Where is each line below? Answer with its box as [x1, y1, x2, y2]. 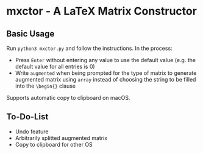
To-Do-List [6, 111, 49, 122]
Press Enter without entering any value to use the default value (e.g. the [15, 57, 196, 63]
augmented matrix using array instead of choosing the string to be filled [15, 76, 196, 83]
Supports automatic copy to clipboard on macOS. [6, 94, 130, 101]
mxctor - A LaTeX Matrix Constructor [6, 4, 197, 18]
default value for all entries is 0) [15, 63, 96, 70]
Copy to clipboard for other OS [15, 141, 93, 148]
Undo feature [15, 128, 49, 135]
